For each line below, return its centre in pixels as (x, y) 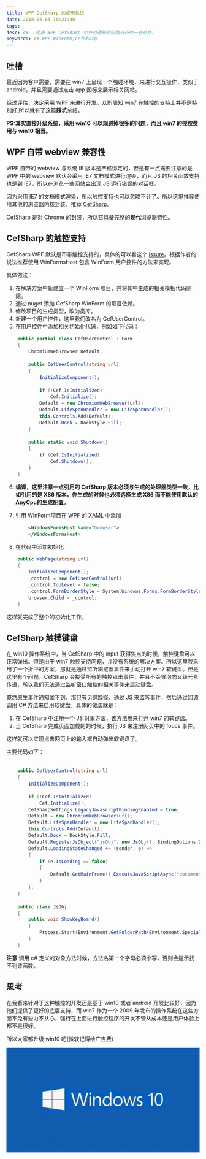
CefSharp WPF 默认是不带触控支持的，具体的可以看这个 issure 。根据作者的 (101, 254)
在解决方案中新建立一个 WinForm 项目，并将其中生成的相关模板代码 (101, 288)
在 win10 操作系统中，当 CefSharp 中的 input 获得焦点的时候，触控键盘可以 (101, 654)
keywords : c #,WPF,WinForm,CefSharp (52, 39)
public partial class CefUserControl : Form (75, 339)
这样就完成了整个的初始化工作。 (47, 617)
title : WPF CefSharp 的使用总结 (45, 13)
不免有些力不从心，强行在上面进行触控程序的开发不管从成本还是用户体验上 (105, 1018)
